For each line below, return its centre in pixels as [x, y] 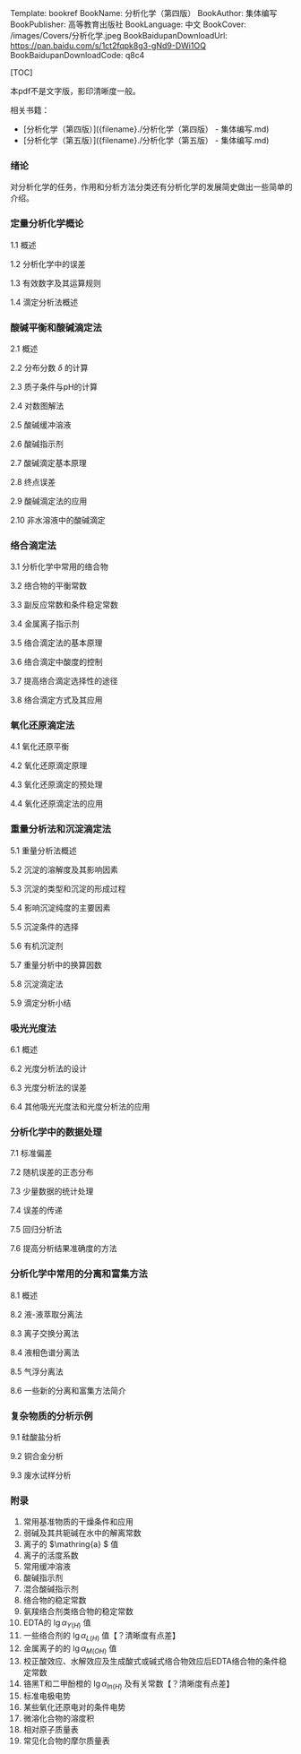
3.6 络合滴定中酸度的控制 [56, 662]
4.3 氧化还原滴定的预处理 [56, 785]
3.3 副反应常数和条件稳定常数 [64, 605]
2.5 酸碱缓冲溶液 [41, 425]
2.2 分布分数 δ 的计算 [49, 367]
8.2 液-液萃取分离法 [47, 1314]
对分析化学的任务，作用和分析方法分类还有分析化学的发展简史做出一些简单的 [151, 187]
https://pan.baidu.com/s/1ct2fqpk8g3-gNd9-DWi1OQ [108, 46]
